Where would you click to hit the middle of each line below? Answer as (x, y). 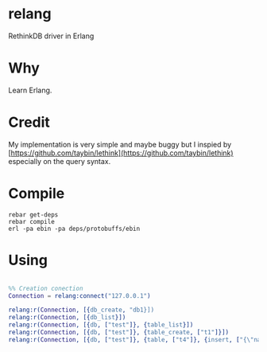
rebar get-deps (33, 215)
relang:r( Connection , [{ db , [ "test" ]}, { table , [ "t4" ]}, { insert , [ (124, 339)
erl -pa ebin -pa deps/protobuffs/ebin (74, 229)
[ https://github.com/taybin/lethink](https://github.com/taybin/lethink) (121, 153)
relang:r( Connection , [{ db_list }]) (67, 318)
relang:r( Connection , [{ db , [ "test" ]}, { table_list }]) (101, 325)
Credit (29, 122)
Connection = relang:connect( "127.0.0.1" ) (79, 295)
